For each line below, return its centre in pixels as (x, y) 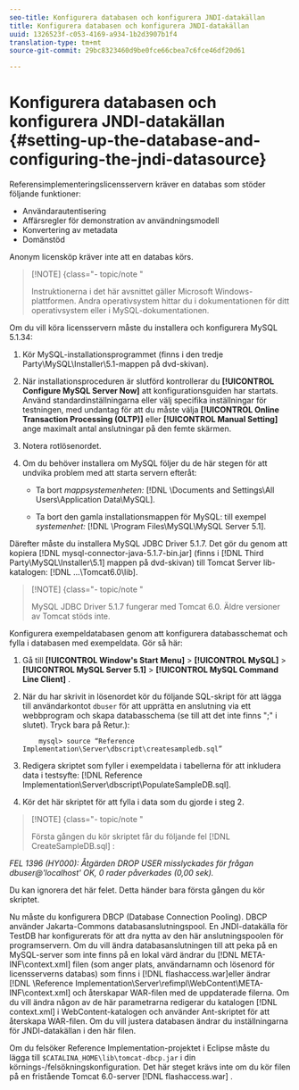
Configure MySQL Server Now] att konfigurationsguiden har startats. (150, 391)
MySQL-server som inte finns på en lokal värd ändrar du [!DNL (124, 955)
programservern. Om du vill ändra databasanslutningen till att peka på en (144, 945)
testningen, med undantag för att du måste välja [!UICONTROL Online (150, 410)
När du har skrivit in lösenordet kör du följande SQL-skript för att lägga (152, 696)
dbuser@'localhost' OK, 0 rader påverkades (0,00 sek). (112, 873)
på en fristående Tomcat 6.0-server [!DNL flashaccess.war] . (121, 1077)
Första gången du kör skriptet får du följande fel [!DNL (130, 836)
